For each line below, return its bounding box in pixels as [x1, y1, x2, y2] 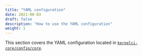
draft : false [5, 16, 32, 21]
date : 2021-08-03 [5, 12, 41, 17]
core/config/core [5, 46, 41, 51]
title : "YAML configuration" [5, 7, 66, 12]
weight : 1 [5, 26, 26, 31]
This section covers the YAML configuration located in [5, 39, 117, 45]
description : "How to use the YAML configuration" [5, 21, 113, 26]
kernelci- [117, 40, 138, 45]
